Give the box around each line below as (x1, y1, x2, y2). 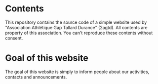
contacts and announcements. (5, 74, 67, 80)
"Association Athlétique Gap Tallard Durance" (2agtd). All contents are (5, 24, 148, 30)
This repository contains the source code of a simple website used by (5, 19, 147, 25)
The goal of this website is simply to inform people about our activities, (5, 69, 150, 75)
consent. (5, 35, 23, 41)
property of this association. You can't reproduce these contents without (5, 30, 153, 36)
